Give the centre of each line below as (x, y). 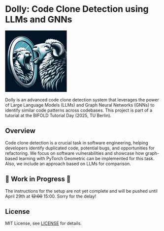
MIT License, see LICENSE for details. (44, 223)
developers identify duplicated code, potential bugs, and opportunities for (80, 148)
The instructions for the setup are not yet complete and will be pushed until (81, 191)
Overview (20, 131)
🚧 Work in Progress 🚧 (38, 179)
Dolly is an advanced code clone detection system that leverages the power (82, 100)
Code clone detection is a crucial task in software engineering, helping (77, 143)
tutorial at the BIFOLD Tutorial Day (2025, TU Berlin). (58, 115)
